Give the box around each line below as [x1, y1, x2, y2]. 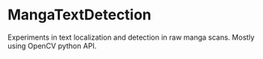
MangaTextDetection [7, 6, 151, 24]
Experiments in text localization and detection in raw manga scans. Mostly [7, 32, 255, 42]
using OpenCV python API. [7, 40, 97, 50]
